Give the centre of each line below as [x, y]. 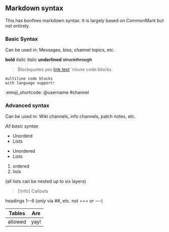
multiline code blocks [29, 79]
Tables [17, 213]
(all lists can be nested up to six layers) [46, 182]
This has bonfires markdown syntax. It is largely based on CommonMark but [84, 20]
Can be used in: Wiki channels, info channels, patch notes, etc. [71, 117]
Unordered [24, 151]
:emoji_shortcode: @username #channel [47, 92]
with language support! [30, 83]
